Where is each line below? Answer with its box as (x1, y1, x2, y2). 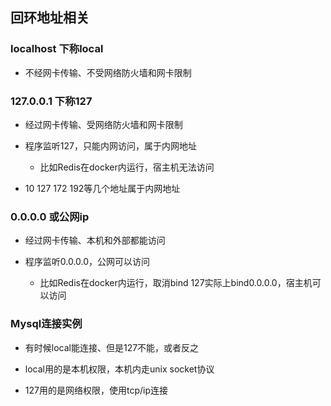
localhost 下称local (10, 42, 104, 56)
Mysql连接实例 (10, 317, 83, 331)
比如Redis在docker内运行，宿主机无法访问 (39, 161, 215, 173)
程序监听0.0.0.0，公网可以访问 (24, 256, 151, 268)
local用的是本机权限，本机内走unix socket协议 (24, 363, 215, 375)
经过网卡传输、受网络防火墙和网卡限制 (24, 118, 183, 130)
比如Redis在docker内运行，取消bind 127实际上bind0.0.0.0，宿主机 (39, 277, 313, 289)
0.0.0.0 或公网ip (10, 209, 90, 223)
